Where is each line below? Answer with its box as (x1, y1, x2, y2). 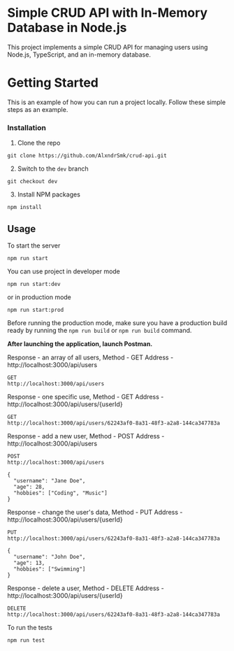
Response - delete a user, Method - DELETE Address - (7, 584, 164, 592)
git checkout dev (7, 178, 58, 185)
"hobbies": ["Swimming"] (13, 565, 86, 573)
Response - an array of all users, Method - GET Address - (7, 353, 174, 362)
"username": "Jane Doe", (13, 477, 86, 484)
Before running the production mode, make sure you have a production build (7, 318, 228, 327)
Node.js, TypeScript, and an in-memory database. (7, 50, 152, 59)
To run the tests (7, 623, 52, 631)
